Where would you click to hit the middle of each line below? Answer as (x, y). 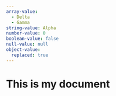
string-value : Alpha (31, 28)
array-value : (22, 11)
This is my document (58, 84)
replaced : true (30, 55)
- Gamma (21, 22)
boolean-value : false (33, 39)
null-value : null (27, 44)
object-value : (23, 50)
